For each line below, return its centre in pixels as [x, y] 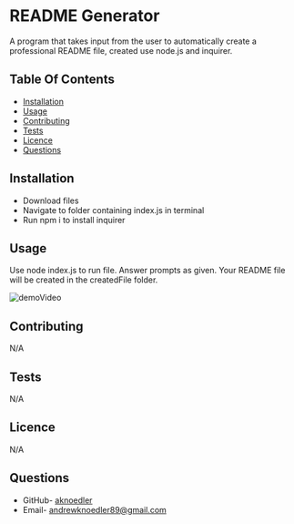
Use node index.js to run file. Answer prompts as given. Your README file [147, 271]
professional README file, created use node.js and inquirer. [121, 50]
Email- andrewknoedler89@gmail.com [94, 509]
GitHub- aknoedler [57, 500]
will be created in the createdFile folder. [84, 280]
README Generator [85, 16]
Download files [51, 200]
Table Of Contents [62, 80]
